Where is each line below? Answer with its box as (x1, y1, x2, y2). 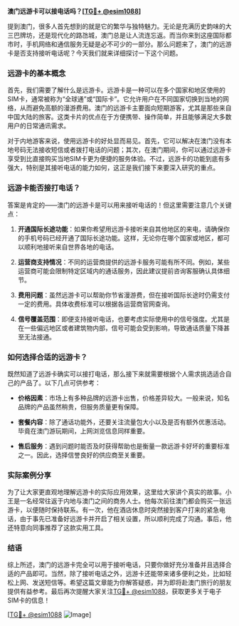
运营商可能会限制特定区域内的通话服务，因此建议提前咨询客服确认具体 (17, 267, 224, 275)
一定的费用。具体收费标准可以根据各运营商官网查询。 (17, 299, 174, 308)
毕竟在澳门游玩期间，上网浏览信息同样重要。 (17, 426, 149, 435)
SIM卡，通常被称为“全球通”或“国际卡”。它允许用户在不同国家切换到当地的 (7, 95, 223, 103)
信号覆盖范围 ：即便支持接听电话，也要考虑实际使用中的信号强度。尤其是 (17, 314, 230, 323)
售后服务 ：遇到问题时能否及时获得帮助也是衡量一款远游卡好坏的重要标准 (17, 441, 230, 450)
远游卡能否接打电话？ (7, 183, 80, 193)
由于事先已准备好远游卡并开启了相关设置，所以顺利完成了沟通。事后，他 (19, 515, 232, 523)
